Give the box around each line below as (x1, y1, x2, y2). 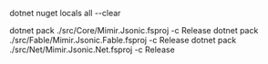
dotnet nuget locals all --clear (9, 8, 121, 18)
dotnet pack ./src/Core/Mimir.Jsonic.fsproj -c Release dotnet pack (9, 25, 259, 35)
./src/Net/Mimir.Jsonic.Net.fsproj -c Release (9, 44, 175, 55)
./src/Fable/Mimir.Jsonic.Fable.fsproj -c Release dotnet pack (9, 35, 237, 45)
